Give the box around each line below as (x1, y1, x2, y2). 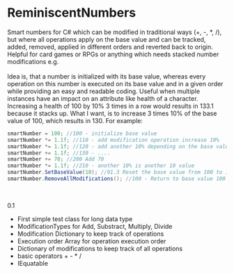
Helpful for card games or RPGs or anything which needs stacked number (7, 50, 219, 58)
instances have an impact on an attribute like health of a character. (7, 94, 198, 102)
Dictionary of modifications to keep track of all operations (17, 244, 183, 252)
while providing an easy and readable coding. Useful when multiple (7, 87, 201, 95)
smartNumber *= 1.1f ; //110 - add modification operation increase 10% (7, 136, 219, 143)
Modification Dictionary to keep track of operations (17, 229, 164, 238)
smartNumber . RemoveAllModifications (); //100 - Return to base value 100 (7, 175, 226, 182)
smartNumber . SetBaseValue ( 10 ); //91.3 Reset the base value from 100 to (7, 169, 223, 176)
